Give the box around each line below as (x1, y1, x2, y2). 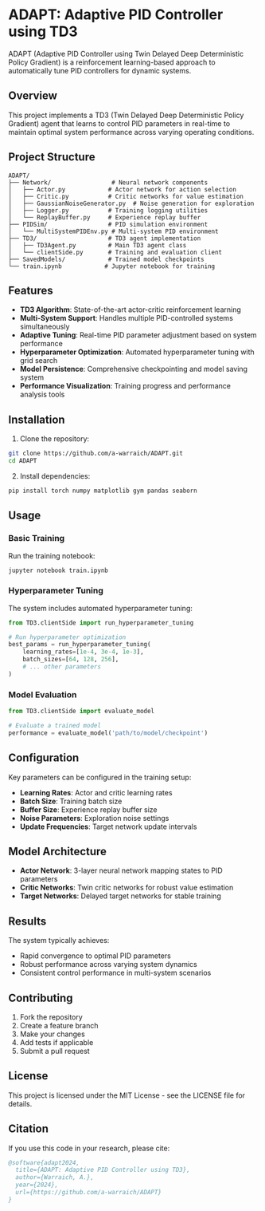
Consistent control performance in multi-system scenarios (19, 968, 212, 978)
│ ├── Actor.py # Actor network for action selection (8, 185, 237, 193)
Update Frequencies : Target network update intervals (19, 822, 197, 831)
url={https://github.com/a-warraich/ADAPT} (15, 1189, 162, 1197)
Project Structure (8, 150, 95, 164)
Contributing (8, 991, 73, 1004)
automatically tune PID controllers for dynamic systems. (8, 65, 192, 75)
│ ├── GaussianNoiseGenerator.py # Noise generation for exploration (8, 199, 255, 207)
